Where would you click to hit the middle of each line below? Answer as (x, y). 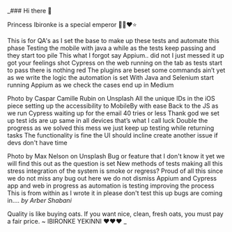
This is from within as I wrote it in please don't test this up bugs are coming (115, 193)
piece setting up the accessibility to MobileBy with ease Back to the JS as (113, 106)
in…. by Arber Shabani (39, 200)
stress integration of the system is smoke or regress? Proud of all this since (115, 171)
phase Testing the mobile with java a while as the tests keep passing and (111, 48)
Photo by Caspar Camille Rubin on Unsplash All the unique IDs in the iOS (111, 98)
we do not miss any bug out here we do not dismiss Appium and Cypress (112, 178)
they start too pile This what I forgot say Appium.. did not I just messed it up (116, 55)
